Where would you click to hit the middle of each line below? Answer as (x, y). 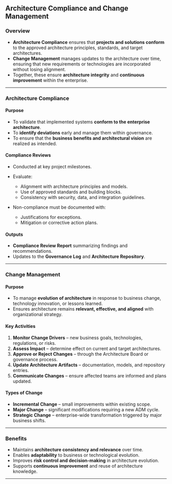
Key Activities (20, 326)
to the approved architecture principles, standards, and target (78, 48)
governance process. (35, 359)
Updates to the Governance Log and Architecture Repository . (79, 257)
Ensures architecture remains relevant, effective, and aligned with (83, 309)
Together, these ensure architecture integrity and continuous (79, 75)
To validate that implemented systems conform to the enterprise (81, 122)
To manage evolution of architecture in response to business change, (87, 298)
